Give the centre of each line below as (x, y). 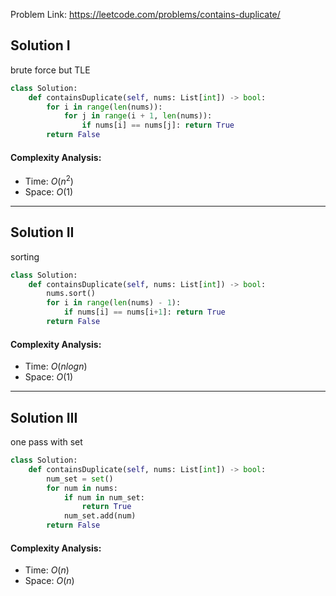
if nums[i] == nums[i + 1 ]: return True (144, 312)
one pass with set (46, 442)
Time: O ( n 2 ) (49, 180)
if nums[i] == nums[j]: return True (158, 125)
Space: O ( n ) (49, 581)
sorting (25, 256)
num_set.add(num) (100, 516)
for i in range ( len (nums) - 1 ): (114, 303)
